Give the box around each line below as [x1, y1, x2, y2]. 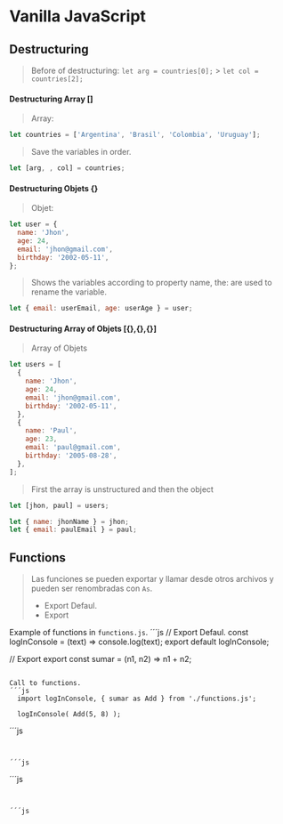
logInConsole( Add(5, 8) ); [17, 710, 122, 719]
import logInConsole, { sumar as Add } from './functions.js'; [17, 694, 256, 704]
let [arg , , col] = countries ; [9, 164, 125, 173]
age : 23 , [25, 434, 58, 444]
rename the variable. [30, 287, 107, 297]
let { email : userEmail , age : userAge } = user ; [9, 304, 193, 313]
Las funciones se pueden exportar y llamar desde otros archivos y [30, 574, 274, 585]
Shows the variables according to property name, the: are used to [30, 278, 273, 288]
